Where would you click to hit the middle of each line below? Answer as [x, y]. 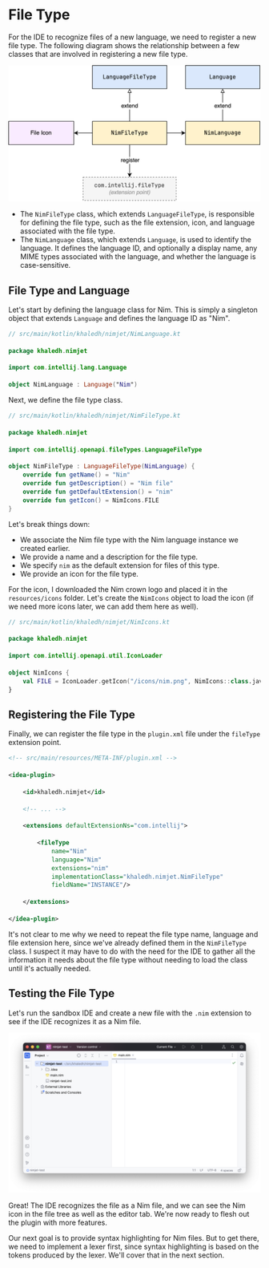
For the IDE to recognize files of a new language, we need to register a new [132, 37]
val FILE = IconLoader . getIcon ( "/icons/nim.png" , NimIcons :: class [136, 681]
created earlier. [45, 548]
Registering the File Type [72, 714]
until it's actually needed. [50, 968]
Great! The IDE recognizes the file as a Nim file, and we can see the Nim [127, 1205]
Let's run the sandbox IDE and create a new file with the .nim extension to [130, 1013]
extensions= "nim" [80, 868]
